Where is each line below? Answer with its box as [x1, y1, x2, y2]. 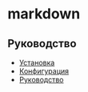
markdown [7, 5, 81, 23]
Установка [18, 58, 55, 67]
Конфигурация [18, 66, 70, 76]
